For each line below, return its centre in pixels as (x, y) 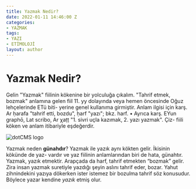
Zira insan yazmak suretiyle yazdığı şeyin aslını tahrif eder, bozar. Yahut (92, 167)
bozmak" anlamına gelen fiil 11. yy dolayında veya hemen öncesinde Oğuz (95, 101)
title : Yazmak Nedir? (32, 11)
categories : (20, 22)
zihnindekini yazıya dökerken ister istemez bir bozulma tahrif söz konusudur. (98, 173)
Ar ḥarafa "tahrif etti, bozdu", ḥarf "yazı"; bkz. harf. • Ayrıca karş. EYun (91, 113)
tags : (13, 33)
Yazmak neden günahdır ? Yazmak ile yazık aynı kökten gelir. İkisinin (88, 148)
